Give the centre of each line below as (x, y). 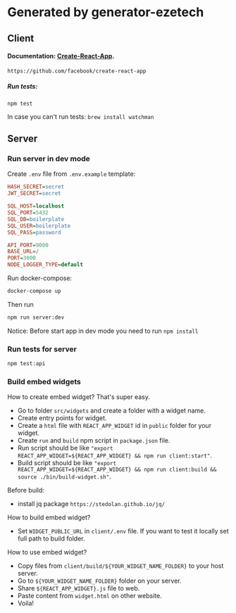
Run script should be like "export (65, 448)
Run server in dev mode (49, 159)
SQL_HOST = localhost (36, 206)
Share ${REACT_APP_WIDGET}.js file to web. (79, 588)
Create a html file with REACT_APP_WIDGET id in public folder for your (114, 426)
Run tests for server (42, 349)
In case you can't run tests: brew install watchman (81, 116)
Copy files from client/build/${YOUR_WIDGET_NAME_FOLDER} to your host (120, 566)
